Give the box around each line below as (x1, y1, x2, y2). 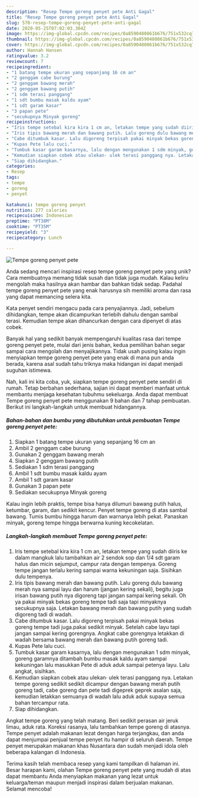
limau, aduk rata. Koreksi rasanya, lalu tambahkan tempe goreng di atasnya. (6, 723, 191, 730)
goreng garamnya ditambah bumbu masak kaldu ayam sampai (14, 654, 167, 662)
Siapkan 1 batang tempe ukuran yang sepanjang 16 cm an (14, 438, 156, 445)
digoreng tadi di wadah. (14, 611, 73, 618)
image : (6, 31, 23, 37)
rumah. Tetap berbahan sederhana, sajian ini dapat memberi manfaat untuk (6, 384, 190, 391)
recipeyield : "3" (6, 229, 49, 235)
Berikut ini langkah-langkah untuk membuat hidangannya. (6, 403, 147, 410)
